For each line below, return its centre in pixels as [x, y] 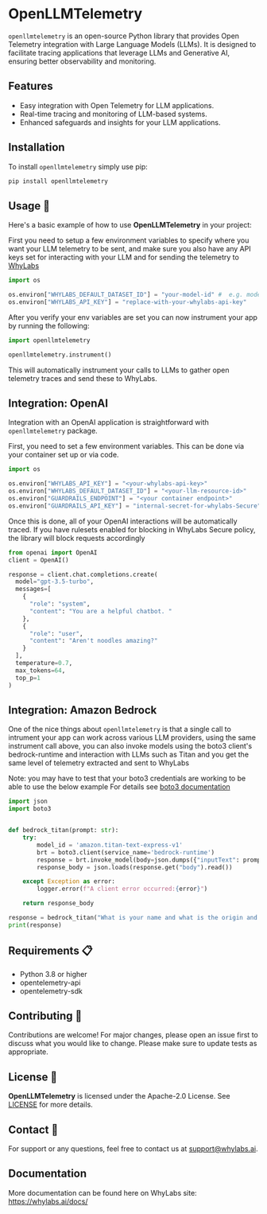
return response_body [58, 904]
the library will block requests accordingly [77, 538]
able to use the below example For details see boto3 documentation [119, 787]
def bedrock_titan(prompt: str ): [64, 831]
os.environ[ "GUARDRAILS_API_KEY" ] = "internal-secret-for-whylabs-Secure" [135, 506]
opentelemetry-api [50, 982]
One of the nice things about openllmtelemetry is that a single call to [120, 730]
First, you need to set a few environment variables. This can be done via [126, 446]
